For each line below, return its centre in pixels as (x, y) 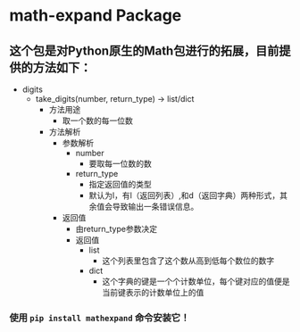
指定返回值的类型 (120, 184)
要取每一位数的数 (120, 163)
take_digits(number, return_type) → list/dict (115, 99)
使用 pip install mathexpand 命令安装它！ (100, 318)
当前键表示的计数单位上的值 (153, 292)
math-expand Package (96, 16)
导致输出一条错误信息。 (155, 207)
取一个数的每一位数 (98, 120)
